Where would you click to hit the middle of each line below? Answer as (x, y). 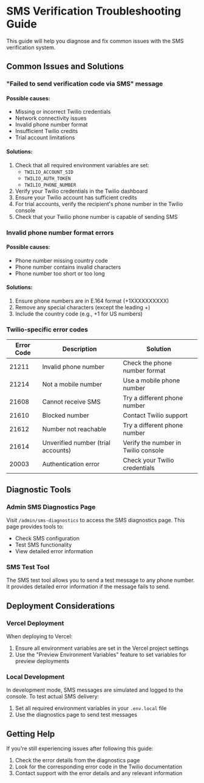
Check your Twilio (148, 460)
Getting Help (31, 734)
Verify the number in (152, 443)
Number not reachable (74, 429)
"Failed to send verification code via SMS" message (85, 84)
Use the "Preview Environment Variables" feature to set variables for (100, 654)
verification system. (31, 47)
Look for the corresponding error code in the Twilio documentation (99, 767)
